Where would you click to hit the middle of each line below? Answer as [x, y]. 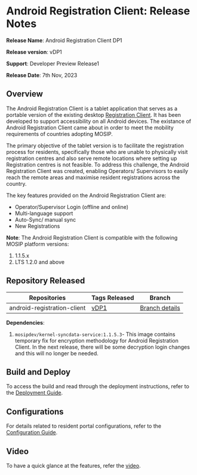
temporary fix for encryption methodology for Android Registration [97, 340]
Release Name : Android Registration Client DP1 [64, 40]
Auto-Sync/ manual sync [45, 219]
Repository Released [46, 281]
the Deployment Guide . [35, 393]
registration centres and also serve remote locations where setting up [92, 158]
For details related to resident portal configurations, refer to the [84, 426]
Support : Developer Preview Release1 [53, 63]
